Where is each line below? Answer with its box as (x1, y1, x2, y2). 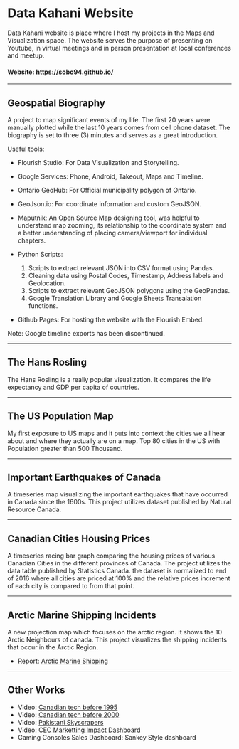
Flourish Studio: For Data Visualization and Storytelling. (17, 158, 179, 166)
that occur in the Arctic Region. (7, 643, 98, 652)
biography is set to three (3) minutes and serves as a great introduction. (7, 130, 218, 139)
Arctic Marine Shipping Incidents (7, 609, 156, 621)
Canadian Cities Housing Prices (7, 532, 151, 545)
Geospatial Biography (7, 97, 105, 109)
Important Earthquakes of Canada (7, 471, 161, 483)
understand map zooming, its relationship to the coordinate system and (17, 221, 227, 229)
